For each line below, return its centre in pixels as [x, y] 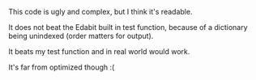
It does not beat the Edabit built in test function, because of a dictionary [128, 27]
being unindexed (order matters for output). [81, 36]
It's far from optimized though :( [62, 67]
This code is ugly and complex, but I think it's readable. [100, 12]
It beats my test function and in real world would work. [99, 51]
